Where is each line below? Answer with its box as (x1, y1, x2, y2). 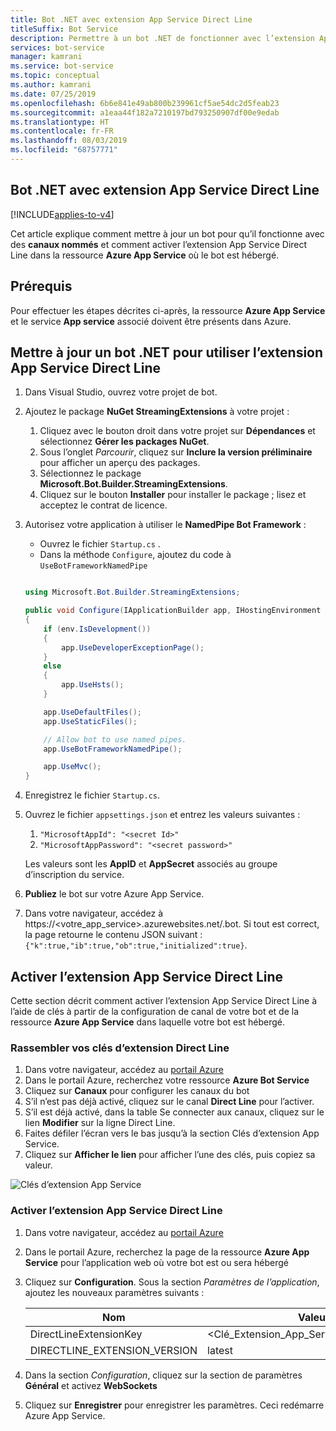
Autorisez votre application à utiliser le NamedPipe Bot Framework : (24, 519, 307, 531)
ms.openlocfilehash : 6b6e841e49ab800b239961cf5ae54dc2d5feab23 (10, 98, 280, 108)
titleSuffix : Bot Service (10, 24, 118, 34)
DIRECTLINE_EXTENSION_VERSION (29, 1343, 198, 1357)
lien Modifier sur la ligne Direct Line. (24, 1117, 176, 1129)
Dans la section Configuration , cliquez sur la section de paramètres (24, 1369, 303, 1381)
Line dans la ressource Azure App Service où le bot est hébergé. (10, 249, 280, 261)
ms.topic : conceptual (10, 71, 101, 81)
